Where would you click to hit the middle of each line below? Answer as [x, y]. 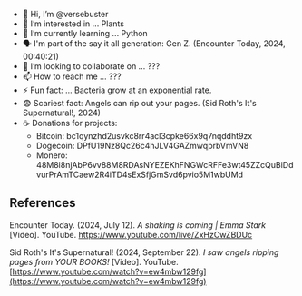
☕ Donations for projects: [70, 123]
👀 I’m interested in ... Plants [73, 24]
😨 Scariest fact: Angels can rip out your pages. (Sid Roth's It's [139, 103]
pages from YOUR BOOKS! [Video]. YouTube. [94, 261]
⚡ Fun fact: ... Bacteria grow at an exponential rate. [117, 90]
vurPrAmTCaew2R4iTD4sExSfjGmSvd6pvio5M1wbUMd [139, 174]
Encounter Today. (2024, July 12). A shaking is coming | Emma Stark [138, 225]
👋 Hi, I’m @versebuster [65, 14]
